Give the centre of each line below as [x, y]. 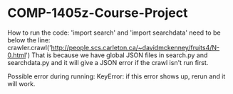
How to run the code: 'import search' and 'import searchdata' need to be [114, 33]
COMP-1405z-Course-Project [98, 13]
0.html [17, 55]
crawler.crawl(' [29, 47]
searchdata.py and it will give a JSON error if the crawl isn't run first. [108, 62]
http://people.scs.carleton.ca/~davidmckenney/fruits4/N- [135, 47]
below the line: [29, 40]
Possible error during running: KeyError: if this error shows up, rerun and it [116, 76]
